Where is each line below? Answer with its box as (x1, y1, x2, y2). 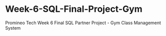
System (5, 25, 21, 31)
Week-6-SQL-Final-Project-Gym (5, 3, 142, 15)
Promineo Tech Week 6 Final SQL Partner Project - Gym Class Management (5, 20, 161, 26)
